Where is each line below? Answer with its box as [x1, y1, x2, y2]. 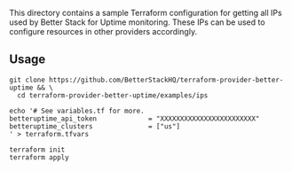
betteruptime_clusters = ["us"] [9, 121, 180, 131]
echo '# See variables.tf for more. [9, 106, 145, 115]
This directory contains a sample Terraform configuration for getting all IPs [9, 8, 282, 18]
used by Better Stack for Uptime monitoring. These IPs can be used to [9, 17, 265, 27]
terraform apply [9, 152, 69, 162]
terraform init [9, 145, 66, 154]
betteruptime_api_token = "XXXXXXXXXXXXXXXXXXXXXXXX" [9, 114, 260, 123]
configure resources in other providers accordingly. [9, 27, 198, 36]
